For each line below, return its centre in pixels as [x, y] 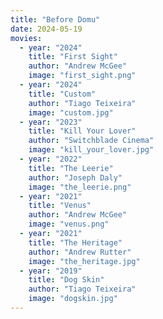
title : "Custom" [62, 94]
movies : [26, 38]
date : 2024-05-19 [46, 29]
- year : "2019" [51, 271]
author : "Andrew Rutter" [80, 252]
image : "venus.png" [69, 224]
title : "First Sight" [73, 57]
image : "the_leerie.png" [80, 187]
